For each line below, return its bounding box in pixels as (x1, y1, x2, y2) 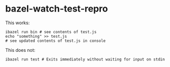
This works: (5, 20, 30, 26)
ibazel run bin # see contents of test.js (5, 29, 97, 34)
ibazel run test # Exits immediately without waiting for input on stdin (5, 56, 165, 62)
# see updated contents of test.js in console (5, 38, 106, 43)
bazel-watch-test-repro (5, 3, 108, 15)
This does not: (5, 47, 36, 53)
